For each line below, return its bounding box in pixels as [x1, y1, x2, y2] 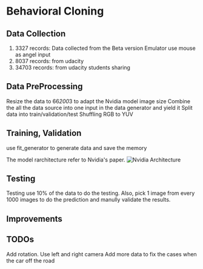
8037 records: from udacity [15, 58, 84, 64]
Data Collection [6, 29, 66, 39]
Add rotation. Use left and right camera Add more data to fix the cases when [6, 250, 197, 257]
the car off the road [6, 257, 55, 264]
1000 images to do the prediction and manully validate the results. [6, 196, 171, 203]
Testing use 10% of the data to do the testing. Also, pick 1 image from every [6, 189, 195, 197]
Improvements [6, 214, 62, 224]
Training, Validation [6, 128, 82, 138]
